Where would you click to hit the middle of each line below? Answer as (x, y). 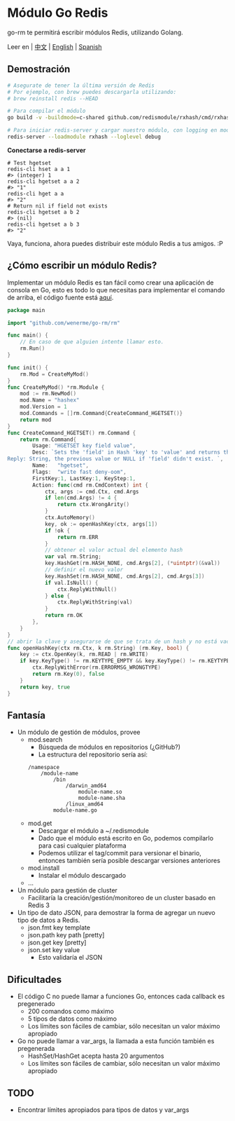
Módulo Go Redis (58, 13)
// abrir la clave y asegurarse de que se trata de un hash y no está (112, 641)
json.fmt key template (59, 928)
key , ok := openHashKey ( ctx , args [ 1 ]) (101, 524)
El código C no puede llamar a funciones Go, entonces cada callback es (121, 996)
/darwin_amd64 (86, 786)
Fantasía (26, 715)
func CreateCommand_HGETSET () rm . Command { (72, 433)
